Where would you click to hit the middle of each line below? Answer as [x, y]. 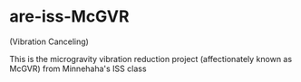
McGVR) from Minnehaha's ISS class [78, 68]
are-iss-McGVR [69, 17]
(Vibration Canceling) [49, 41]
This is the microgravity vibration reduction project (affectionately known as [151, 59]
